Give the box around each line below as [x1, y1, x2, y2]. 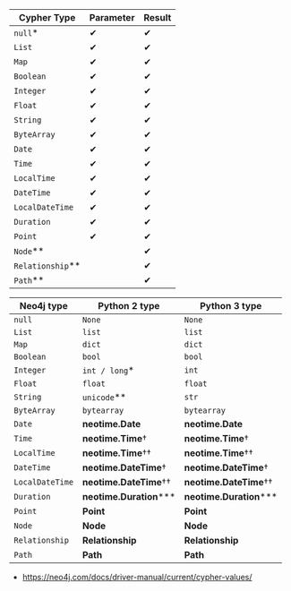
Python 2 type [98, 300, 160, 312]
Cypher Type [19, 12, 76, 23]
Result [142, 12, 172, 23]
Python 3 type [200, 300, 262, 312]
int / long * [81, 364, 134, 376]
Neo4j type [19, 300, 69, 312]
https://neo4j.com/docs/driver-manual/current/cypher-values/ [21, 572, 252, 582]
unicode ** [81, 391, 127, 403]
